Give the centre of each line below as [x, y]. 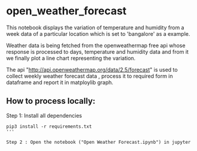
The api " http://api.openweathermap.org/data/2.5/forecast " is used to [92, 69]
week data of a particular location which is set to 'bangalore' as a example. [98, 33]
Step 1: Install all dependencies [44, 115]
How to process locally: [51, 101]
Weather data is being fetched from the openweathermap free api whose [96, 45]
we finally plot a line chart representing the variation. [71, 58]
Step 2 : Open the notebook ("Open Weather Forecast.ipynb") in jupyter [98, 142]
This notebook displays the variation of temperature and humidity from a [95, 27]
